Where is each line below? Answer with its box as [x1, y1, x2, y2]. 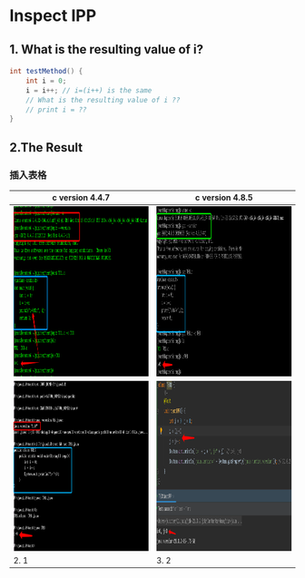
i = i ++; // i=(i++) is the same [25, 85, 152, 95]
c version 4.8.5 [194, 192, 253, 203]
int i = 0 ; [25, 76, 67, 85]
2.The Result [9, 140, 84, 155]
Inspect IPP [9, 5, 97, 26]
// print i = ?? [25, 105, 88, 114]
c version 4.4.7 [52, 192, 111, 203]
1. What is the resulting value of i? [9, 42, 204, 57]
